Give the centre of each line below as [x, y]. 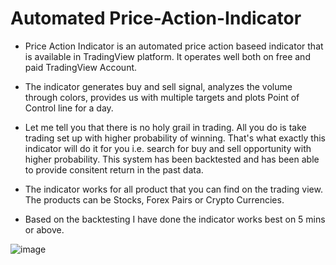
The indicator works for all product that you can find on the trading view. [173, 189]
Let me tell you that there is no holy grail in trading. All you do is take [165, 127]
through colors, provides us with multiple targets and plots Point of [162, 97]
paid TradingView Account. [81, 67]
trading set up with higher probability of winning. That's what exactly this [175, 138]
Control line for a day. [69, 108]
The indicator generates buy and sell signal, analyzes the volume [158, 86]
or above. [44, 229]
